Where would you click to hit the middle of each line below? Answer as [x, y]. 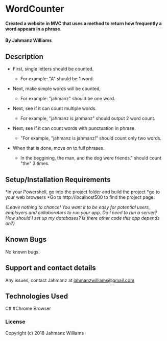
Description [24, 56]
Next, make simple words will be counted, [57, 89]
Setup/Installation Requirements [58, 179]
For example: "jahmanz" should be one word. [68, 99]
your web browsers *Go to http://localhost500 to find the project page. [80, 197]
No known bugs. [22, 252]
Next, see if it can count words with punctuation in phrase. [74, 128]
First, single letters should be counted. [53, 69]
